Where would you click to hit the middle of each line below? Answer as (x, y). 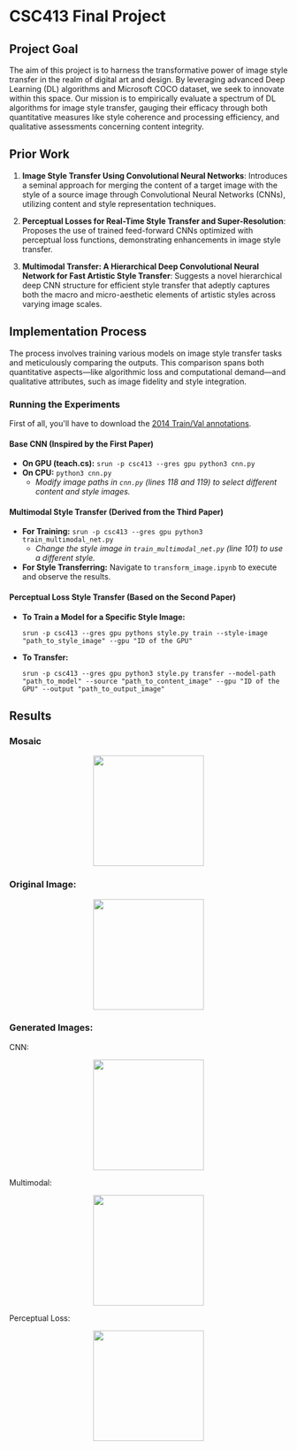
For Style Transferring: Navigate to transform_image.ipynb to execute (149, 567)
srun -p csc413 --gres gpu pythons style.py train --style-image (145, 633)
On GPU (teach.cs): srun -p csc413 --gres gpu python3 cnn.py (138, 464)
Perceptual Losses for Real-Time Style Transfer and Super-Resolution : (154, 221)
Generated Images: (51, 1028)
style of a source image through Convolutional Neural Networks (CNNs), (153, 194)
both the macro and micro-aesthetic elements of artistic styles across (148, 295)
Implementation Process (78, 332)
